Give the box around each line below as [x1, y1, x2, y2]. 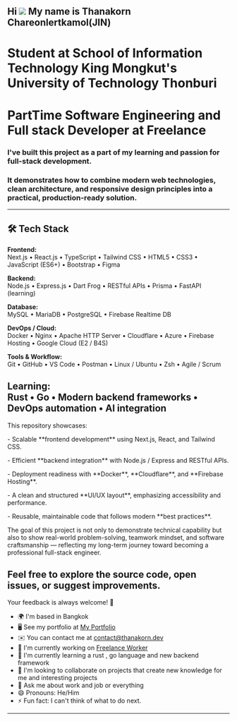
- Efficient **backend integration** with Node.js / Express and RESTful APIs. [7, 456, 229, 464]
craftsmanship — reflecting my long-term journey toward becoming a [7, 540, 209, 549]
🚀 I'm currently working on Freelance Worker [17, 643, 148, 652]
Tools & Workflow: [7, 352, 62, 360]
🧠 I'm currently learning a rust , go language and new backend [17, 651, 199, 660]
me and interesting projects [17, 674, 97, 682]
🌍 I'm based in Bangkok [17, 612, 89, 621]
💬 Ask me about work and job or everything [17, 681, 145, 690]
